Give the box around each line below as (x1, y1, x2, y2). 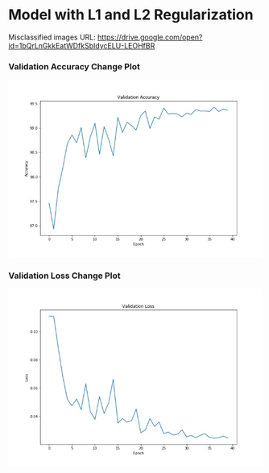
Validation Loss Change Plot (8, 270, 121, 281)
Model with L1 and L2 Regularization (8, 6, 254, 24)
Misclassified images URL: (8, 32, 97, 42)
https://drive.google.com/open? (97, 32, 203, 42)
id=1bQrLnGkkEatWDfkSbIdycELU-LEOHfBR (8, 40, 155, 50)
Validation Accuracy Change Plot (8, 60, 141, 72)
